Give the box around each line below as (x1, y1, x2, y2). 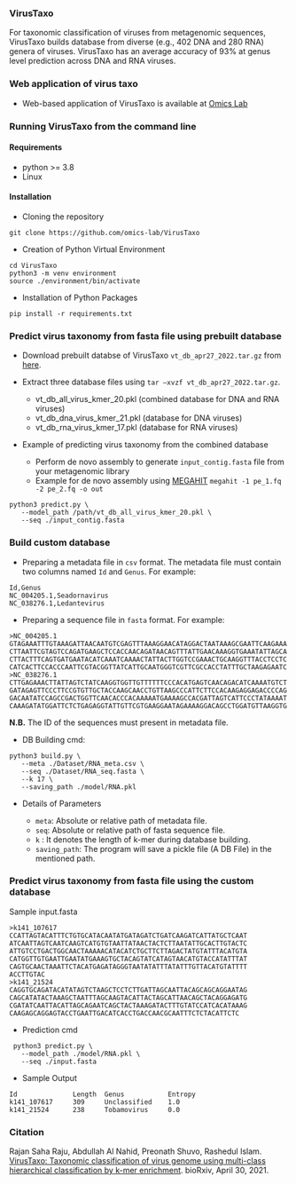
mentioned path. (35, 853, 96, 864)
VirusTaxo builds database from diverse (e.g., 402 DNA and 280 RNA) (9, 36, 264, 47)
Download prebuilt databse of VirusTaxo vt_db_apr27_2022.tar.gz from (21, 350, 282, 361)
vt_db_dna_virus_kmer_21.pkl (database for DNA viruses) (35, 413, 243, 423)
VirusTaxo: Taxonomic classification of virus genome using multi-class (9, 1156, 266, 1166)
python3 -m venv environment (9, 269, 117, 278)
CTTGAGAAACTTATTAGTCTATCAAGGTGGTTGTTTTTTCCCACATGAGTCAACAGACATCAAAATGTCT (9, 678, 288, 687)
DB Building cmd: (21, 734, 86, 745)
